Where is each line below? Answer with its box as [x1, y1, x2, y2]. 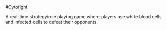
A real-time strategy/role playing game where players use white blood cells [5, 14, 162, 19]
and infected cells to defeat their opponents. [5, 19, 98, 25]
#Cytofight [5, 4, 28, 10]
